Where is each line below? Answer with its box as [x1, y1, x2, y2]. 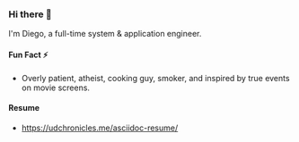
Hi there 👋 [8, 8, 53, 21]
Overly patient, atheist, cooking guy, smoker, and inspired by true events [21, 72, 290, 83]
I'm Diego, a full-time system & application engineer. [8, 29, 202, 39]
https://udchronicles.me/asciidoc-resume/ [21, 122, 179, 133]
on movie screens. [21, 82, 91, 93]
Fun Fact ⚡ [8, 49, 48, 60]
